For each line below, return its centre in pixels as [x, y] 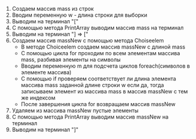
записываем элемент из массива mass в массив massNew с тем [104, 91]
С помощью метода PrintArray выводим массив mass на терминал [98, 28]
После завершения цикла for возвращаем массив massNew [98, 104]
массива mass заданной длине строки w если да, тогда [92, 85]
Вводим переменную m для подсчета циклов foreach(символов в [106, 66]
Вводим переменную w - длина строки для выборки [79, 15]
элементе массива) [46, 72]
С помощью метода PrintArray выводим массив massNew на [90, 117]
